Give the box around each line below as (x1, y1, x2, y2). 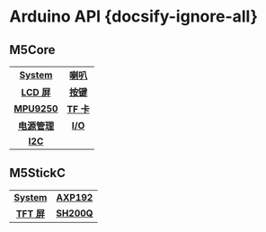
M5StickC (9, 165, 66, 181)
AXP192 (56, 191, 93, 203)
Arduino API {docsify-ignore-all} (9, 6, 259, 27)
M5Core (9, 42, 56, 58)
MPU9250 (13, 103, 58, 114)
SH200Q (55, 207, 93, 219)
